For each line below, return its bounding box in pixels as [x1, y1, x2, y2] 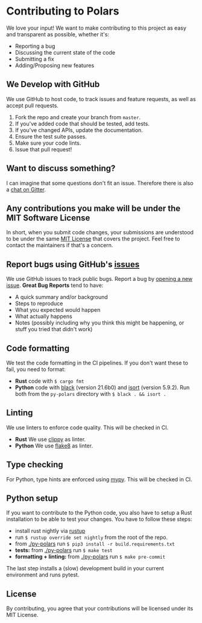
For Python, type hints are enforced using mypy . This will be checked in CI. [6, 475, 192, 483]
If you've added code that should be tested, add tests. [14, 120, 150, 127]
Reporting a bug [14, 42, 55, 50]
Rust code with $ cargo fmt [14, 377, 84, 384]
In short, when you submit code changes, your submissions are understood [6, 229, 194, 236]
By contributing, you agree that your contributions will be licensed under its [6, 605, 194, 612]
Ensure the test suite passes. [14, 133, 87, 140]
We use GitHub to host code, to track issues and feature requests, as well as [6, 95, 196, 102]
